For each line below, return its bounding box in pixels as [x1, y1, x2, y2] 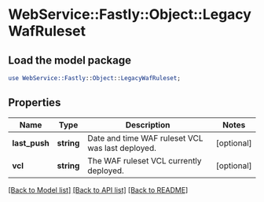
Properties [8, 96, 61, 109]
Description [125, 119, 170, 130]
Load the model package [8, 53, 132, 67]
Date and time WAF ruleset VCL [87, 132, 203, 143]
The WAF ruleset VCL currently [87, 155, 202, 166]
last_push [12, 138, 49, 149]
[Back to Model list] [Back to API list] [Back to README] [8, 185, 189, 194]
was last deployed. [87, 142, 157, 153]
